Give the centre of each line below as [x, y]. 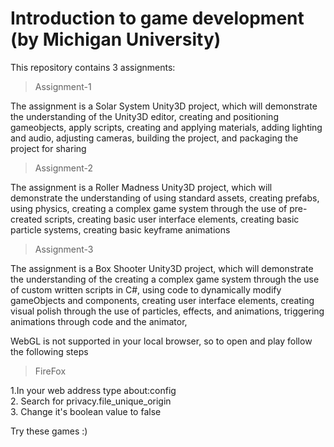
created [26, 219]
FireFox [50, 371]
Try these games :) [49, 431]
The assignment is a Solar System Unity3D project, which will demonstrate [164, 106]
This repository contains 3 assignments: [93, 67]
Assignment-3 [64, 249]
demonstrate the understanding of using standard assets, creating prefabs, [165, 198]
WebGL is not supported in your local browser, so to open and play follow [161, 341]
